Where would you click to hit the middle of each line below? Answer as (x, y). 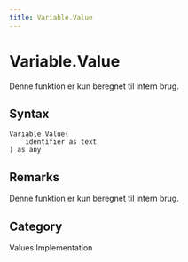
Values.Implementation (51, 248)
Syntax (29, 113)
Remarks (35, 177)
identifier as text (61, 142)
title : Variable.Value (51, 17)
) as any (25, 150)
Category (36, 226)
